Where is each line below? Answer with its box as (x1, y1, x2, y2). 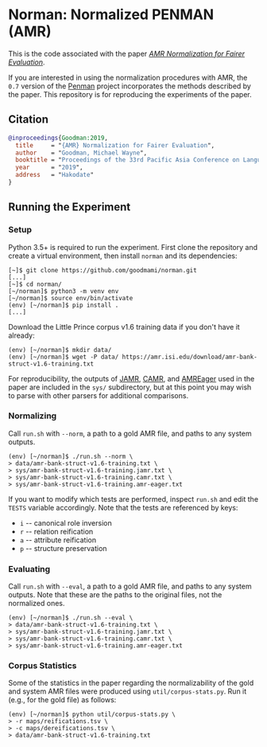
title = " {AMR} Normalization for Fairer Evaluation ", (15, 141, 215, 149)
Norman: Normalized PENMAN (8, 6, 215, 24)
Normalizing (8, 410, 57, 421)
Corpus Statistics (8, 660, 77, 671)
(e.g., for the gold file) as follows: (8, 695, 117, 705)
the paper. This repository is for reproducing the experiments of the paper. (8, 89, 252, 99)
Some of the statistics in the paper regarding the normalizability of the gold (8, 679, 254, 688)
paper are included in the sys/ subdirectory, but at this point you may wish (8, 382, 252, 392)
